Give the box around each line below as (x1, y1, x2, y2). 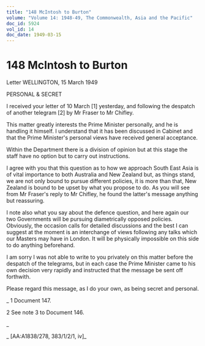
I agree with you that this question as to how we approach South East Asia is (6, 164, 199, 172)
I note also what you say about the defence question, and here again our (6, 209, 189, 216)
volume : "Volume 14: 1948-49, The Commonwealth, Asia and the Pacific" (6, 15, 193, 21)
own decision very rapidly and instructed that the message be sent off (6, 267, 184, 274)
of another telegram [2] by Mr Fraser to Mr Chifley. (6, 109, 135, 117)
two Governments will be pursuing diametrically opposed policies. (6, 216, 173, 223)
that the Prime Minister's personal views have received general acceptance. (6, 134, 198, 141)
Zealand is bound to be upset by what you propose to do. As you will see (6, 184, 190, 191)
